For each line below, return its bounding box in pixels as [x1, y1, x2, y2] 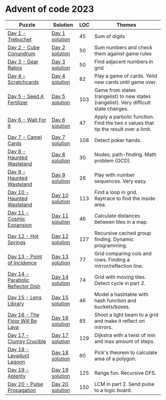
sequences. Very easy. [94, 177, 147, 184]
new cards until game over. [94, 78, 157, 85]
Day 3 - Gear [7, 58, 39, 65]
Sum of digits [94, 33, 125, 40]
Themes [116, 21, 137, 28]
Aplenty [7, 372, 26, 379]
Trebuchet [7, 36, 32, 43]
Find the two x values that [94, 119, 154, 126]
